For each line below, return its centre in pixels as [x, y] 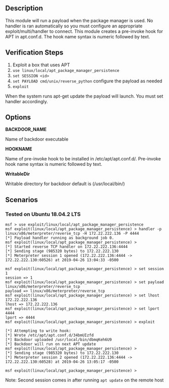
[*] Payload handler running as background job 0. [60, 238]
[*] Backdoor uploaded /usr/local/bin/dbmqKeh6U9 [59, 340]
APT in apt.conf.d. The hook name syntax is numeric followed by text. [78, 36]
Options [18, 118]
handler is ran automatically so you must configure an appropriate [74, 26]
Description [24, 8]
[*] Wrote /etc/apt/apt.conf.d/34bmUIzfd [50, 335]
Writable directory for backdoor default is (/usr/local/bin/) [65, 184]
